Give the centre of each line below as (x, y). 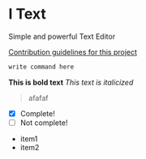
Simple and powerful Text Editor (62, 36)
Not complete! (44, 123)
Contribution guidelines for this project (73, 52)
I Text (28, 14)
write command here (41, 67)
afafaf (38, 98)
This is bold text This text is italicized (71, 82)
